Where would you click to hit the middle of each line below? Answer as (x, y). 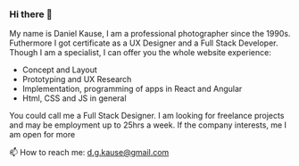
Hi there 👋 (31, 14)
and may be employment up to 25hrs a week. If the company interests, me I (148, 125)
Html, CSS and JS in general (74, 98)
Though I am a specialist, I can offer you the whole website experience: (141, 53)
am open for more (42, 135)
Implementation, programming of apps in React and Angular (132, 89)
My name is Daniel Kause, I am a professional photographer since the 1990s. (150, 34)
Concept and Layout (60, 70)
